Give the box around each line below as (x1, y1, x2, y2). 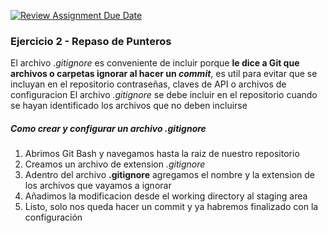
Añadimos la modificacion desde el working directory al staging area (24, 190, 308, 202)
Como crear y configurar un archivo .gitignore (10, 122, 207, 134)
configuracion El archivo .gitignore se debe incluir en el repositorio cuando (10, 89, 318, 101)
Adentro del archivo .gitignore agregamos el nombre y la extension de (24, 169, 315, 181)
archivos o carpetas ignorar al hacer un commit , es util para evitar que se (10, 68, 318, 80)
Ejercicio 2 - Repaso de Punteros (10, 34, 172, 48)
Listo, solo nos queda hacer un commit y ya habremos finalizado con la (24, 201, 319, 213)
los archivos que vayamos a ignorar (24, 180, 172, 192)
